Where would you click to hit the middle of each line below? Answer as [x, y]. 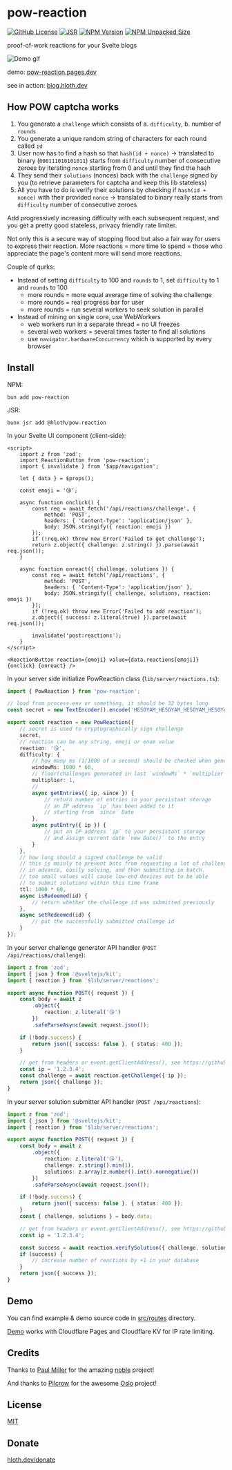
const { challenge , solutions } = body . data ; [86, 1216]
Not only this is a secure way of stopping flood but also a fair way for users [114, 238]
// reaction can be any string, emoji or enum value [97, 742]
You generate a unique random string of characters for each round [112, 138]
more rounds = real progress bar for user [86, 302]
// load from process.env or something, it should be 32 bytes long [108, 704]
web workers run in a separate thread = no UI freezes [104, 324]
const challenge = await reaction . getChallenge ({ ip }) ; [103, 1076]
